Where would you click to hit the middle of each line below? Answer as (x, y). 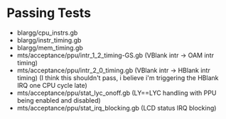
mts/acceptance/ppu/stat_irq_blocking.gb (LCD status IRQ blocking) (117, 108)
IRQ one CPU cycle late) (52, 85)
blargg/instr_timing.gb (49, 40)
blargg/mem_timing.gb (50, 47)
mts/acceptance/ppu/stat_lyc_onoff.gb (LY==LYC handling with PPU (117, 93)
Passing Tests (49, 13)
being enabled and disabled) (59, 100)
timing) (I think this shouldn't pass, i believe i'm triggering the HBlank (118, 78)
